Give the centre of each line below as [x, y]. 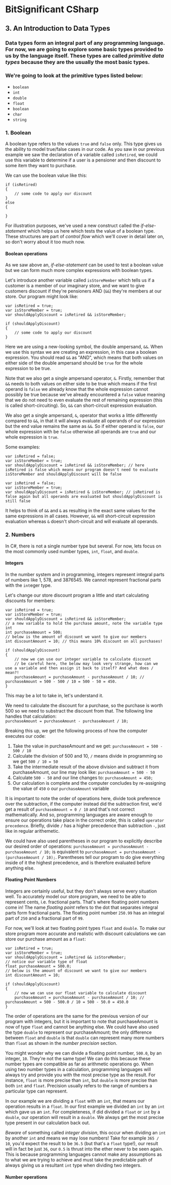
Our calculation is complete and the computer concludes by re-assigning [89, 783]
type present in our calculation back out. [48, 1123]
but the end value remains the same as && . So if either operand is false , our [84, 426]
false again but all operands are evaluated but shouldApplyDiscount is [84, 497]
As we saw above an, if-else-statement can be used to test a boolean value [84, 265]
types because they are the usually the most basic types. [78, 62]
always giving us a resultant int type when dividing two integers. [73, 1165]
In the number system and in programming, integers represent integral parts [85, 574]
